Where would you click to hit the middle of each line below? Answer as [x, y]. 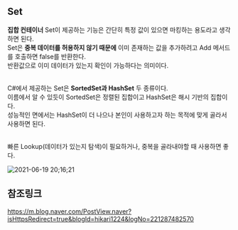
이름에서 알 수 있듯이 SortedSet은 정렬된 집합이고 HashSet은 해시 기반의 [108, 97]
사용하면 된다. [27, 123]
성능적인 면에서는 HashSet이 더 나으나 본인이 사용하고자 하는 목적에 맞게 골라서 [117, 115]
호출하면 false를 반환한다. [50, 56]
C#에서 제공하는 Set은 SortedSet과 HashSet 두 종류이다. [88, 88]
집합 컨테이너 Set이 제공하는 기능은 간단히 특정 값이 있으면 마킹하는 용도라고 [113, 30]
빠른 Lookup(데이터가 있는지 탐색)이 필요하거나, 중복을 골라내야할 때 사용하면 [114, 146]
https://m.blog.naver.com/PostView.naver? [70, 211]
